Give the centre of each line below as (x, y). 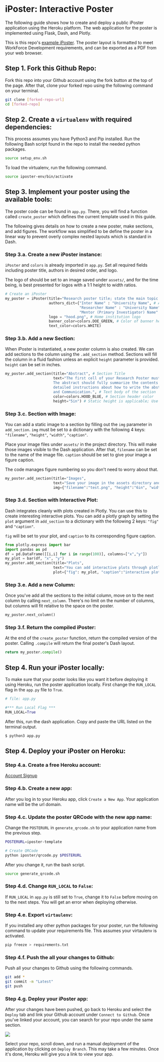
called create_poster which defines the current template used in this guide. (81, 216)
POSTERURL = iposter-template (34, 842)
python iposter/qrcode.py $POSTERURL (43, 855)
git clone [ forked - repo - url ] (35, 100)
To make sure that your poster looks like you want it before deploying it (76, 680)
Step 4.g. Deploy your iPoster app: (47, 999)
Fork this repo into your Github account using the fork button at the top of (79, 80)
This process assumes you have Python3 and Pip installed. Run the (72, 139)
